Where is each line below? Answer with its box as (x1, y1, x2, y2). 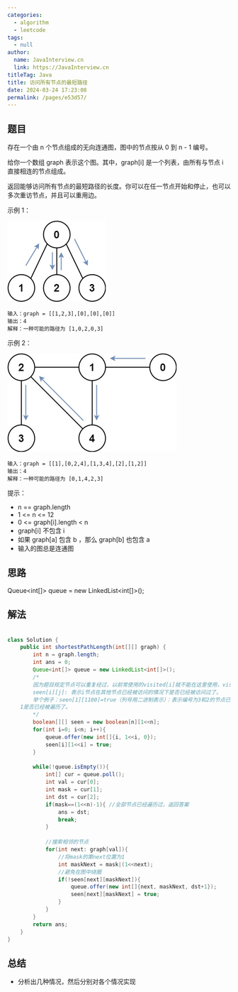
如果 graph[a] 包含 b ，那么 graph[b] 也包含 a (17, 535, 150, 544)
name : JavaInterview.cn (13, 57, 84, 64)
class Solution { (7, 636, 59, 643)
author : (7, 49, 30, 56)
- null (13, 41, 33, 49)
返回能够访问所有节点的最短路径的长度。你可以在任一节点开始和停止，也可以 (7, 182, 231, 191)
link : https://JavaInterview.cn (13, 64, 110, 71)
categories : (7, 11, 42, 18)
